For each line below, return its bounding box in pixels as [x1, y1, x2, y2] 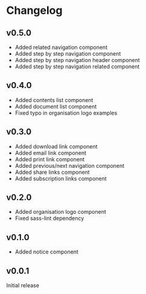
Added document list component [14, 103, 97, 110]
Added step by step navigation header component [14, 57, 140, 63]
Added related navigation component [14, 43, 107, 51]
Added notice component [14, 248, 78, 255]
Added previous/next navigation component [14, 162, 125, 169]
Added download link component [14, 142, 98, 150]
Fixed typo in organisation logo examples [14, 109, 118, 117]
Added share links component [14, 168, 90, 176]
